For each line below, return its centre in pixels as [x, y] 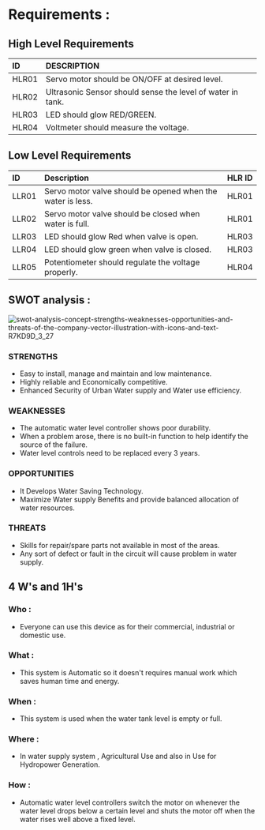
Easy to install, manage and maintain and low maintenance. [116, 374]
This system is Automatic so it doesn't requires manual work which [128, 672]
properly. [61, 272]
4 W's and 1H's [46, 587]
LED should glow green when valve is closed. [128, 249]
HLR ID [240, 178]
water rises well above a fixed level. [77, 819]
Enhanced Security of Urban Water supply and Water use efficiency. [131, 390]
